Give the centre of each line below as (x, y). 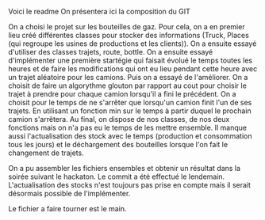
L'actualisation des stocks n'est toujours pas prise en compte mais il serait (130, 185)
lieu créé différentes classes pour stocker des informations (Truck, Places (129, 35)
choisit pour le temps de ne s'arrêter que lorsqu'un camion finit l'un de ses (130, 102)
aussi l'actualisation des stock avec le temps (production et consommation (130, 136)
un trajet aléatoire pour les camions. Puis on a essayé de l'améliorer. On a (128, 77)
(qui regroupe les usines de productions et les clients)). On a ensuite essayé (132, 44)
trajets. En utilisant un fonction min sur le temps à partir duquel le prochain (130, 111)
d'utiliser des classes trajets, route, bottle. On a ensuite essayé (111, 52)
